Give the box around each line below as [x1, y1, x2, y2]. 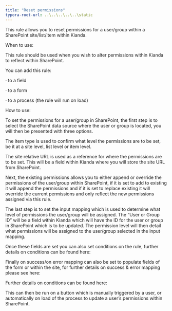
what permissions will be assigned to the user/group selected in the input [5, 228, 161, 234]
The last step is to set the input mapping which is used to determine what [5, 206, 161, 212]
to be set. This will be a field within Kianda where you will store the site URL [5, 159, 165, 165]
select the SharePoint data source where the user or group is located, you [5, 122, 162, 129]
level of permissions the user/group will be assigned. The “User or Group [5, 211, 160, 217]
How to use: [5, 107, 31, 113]
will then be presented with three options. [5, 128, 93, 134]
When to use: [5, 42, 34, 48]
